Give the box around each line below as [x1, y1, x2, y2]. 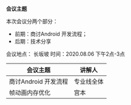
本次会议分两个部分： [6, 18, 58, 25]
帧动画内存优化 [9, 88, 51, 97]
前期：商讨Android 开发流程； [14, 30, 87, 37]
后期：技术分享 [14, 38, 51, 44]
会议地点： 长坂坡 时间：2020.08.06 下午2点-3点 [6, 50, 125, 58]
